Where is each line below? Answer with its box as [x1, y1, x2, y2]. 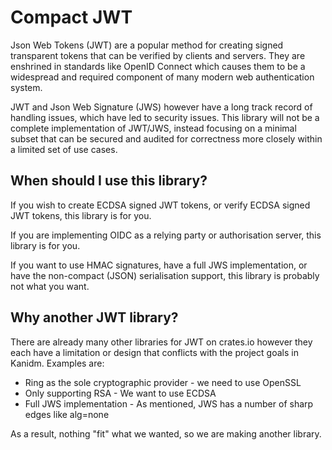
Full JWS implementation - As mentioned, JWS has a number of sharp [24, 397, 314, 410]
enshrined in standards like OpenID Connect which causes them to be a [10, 60, 306, 72]
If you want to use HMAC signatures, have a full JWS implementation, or [10, 259, 308, 271]
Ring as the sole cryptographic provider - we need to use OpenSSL [24, 376, 302, 388]
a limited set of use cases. [10, 143, 118, 155]
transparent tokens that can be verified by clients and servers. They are [10, 49, 306, 61]
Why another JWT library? [10, 309, 179, 326]
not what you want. [10, 280, 90, 292]
